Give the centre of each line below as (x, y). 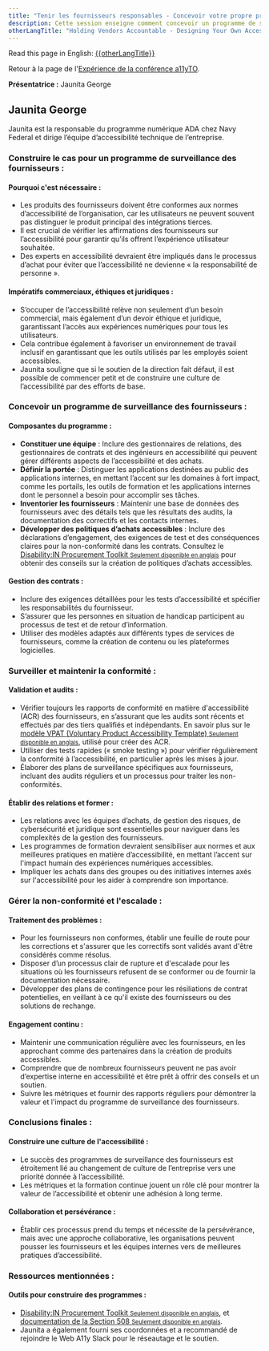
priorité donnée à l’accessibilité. (72, 1176)
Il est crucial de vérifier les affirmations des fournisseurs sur (119, 231)
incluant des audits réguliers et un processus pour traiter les (119, 776)
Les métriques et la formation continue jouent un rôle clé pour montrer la (140, 1185)
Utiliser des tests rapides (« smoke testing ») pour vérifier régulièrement (139, 750)
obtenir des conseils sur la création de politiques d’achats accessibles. (137, 563)
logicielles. (38, 650)
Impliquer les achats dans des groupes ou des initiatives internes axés (136, 872)
